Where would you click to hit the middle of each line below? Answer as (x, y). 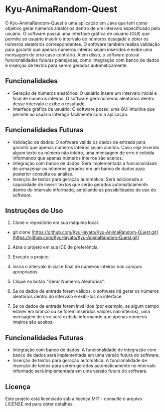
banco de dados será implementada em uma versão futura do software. (86, 355)
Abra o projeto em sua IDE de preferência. (55, 247)
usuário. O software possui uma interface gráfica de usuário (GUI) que (78, 33)
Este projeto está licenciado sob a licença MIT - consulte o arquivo (74, 399)
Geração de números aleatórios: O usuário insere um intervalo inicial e (84, 93)
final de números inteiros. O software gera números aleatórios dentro (83, 98)
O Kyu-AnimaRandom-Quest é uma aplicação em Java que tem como (77, 23)
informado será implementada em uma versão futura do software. (80, 371)
